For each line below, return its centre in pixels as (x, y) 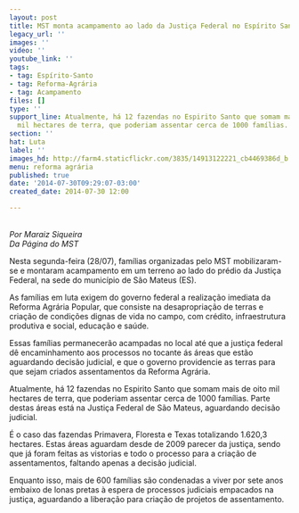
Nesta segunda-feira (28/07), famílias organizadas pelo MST (120, 261)
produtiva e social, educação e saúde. (79, 326)
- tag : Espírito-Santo (51, 76)
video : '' (28, 51)
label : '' (28, 150)
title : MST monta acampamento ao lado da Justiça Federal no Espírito (143, 26)
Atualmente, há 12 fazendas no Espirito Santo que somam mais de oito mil (145, 389)
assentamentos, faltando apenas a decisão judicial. (103, 463)
